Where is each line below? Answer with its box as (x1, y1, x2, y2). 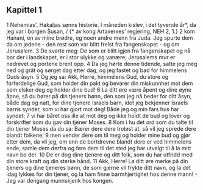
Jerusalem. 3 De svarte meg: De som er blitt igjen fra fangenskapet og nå (6, 47, 191, 54)
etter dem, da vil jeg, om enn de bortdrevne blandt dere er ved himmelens (6, 137, 192, 145)
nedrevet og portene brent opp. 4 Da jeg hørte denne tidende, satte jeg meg (6, 60, 198, 67)
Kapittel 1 (6, 5, 43, 15)
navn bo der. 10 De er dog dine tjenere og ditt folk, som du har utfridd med (6, 151, 193, 158)
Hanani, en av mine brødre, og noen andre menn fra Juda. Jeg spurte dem (6, 34, 193, 42)
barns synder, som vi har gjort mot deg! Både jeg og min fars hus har (6, 105, 179, 112)
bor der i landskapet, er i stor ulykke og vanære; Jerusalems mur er (6, 53, 176, 60)
